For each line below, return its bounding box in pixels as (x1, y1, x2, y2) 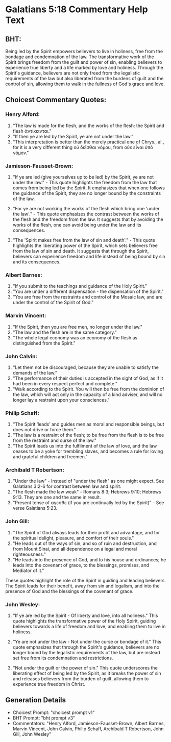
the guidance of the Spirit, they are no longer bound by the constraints (12, 190, 161, 196)
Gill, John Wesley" (12, 731, 52, 737)
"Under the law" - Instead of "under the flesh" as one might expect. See (12, 478, 164, 484)
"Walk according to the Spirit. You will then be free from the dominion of (12, 386, 164, 392)
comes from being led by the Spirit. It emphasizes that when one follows (12, 185, 165, 191)
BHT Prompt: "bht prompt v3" (12, 714, 76, 721)
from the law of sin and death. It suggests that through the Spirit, (12, 248, 149, 254)
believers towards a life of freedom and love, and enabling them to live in (12, 624, 166, 630)
